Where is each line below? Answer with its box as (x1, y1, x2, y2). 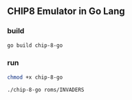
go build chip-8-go (7, 41, 63, 49)
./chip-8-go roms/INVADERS (7, 86, 85, 93)
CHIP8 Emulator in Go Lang (7, 6, 125, 17)
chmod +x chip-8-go (7, 74, 63, 81)
